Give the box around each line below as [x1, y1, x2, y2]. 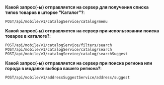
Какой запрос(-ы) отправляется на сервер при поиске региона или [5, 60, 153, 66]
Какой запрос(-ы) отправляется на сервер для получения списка [5, 4, 149, 10]
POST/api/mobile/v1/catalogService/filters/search [5, 43, 112, 48]
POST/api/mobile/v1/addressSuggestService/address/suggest [5, 75, 130, 80]
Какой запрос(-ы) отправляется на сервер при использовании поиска [5, 28, 160, 34]
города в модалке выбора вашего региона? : [5, 66, 102, 71]
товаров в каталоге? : [5, 33, 51, 39]
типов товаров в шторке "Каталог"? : [5, 9, 85, 15]
